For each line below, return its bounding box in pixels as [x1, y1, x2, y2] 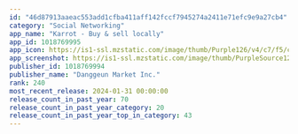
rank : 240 [9, 78, 46, 87]
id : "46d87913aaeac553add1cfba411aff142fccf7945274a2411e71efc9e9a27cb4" [9, 12, 288, 22]
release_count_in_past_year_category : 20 [9, 103, 165, 112]
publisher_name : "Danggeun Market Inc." [9, 71, 161, 79]
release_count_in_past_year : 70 [9, 94, 129, 104]
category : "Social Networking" [9, 21, 125, 30]
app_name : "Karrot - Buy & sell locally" [9, 29, 165, 38]
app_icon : [9, 46, 46, 55]
